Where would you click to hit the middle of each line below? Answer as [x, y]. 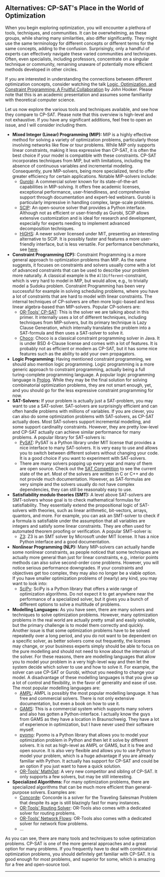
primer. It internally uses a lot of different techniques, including [83, 317]
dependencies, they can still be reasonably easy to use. [76, 489]
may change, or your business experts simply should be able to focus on [86, 646]
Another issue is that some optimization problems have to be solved [81, 630]
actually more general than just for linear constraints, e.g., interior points [85, 557]
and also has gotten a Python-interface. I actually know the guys [85, 714]
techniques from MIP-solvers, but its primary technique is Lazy [83, 322]
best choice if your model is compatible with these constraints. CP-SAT [84, 155]
